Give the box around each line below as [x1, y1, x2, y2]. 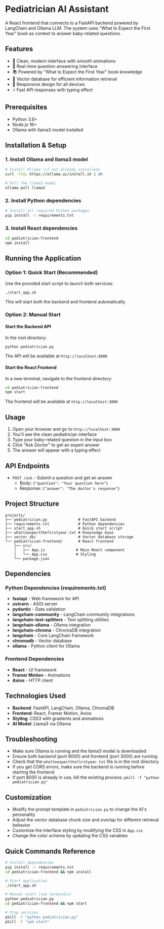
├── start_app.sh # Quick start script [5, 525, 123, 531]
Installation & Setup [5, 141, 67, 149]
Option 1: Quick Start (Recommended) [5, 269, 98, 276]
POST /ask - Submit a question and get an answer [12, 474, 113, 480]
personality [12, 812, 36, 817]
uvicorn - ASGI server [12, 601, 58, 607]
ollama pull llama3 [5, 185, 45, 190]
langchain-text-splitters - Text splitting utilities [12, 617, 109, 623]
